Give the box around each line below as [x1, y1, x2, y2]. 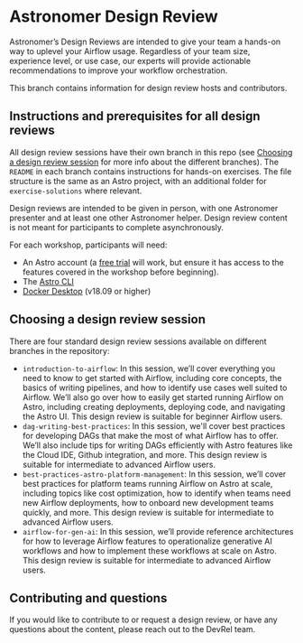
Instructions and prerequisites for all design [9, 108, 261, 124]
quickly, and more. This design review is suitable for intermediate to [22, 507, 274, 517]
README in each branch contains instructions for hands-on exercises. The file [9, 165, 292, 177]
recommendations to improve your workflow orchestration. [9, 65, 228, 76]
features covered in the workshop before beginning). [22, 266, 219, 277]
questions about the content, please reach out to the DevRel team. [9, 624, 256, 635]
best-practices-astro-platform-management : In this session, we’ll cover [22, 468, 287, 480]
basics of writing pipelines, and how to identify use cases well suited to [22, 382, 288, 393]
